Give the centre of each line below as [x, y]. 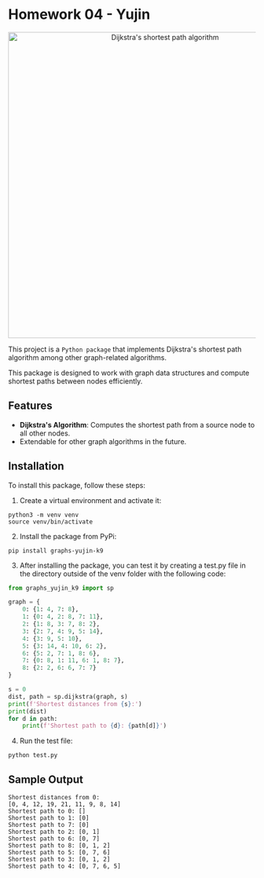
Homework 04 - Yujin [79, 15]
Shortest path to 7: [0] [49, 825]
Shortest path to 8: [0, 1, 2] [59, 846]
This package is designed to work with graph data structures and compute [129, 373]
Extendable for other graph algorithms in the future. [103, 441]
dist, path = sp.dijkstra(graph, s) [68, 696]
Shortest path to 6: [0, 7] [54, 839]
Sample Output [46, 779]
